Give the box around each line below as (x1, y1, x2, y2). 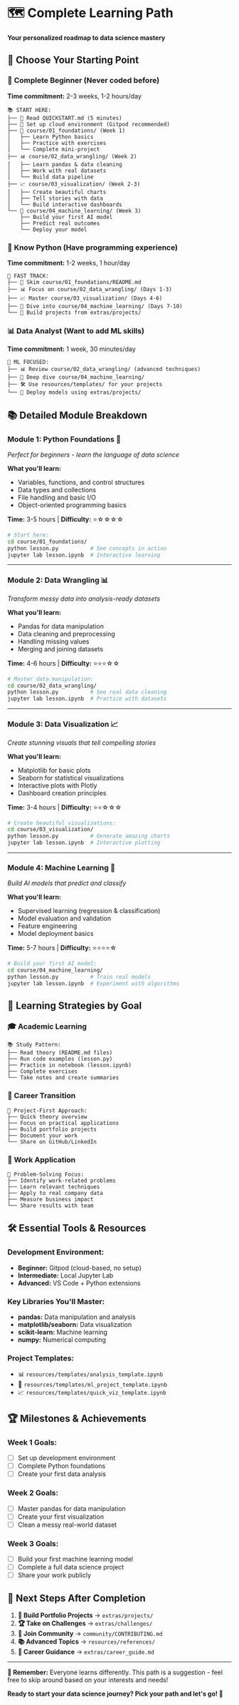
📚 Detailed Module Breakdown (7, 409, 148, 421)
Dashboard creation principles (17, 788, 107, 797)
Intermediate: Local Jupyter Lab (17, 1271, 114, 1280)
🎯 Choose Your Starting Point (7, 54, 139, 66)
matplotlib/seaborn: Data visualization (17, 1320, 132, 1329)
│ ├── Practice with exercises (7, 139, 107, 146)
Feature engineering (17, 922, 78, 930)
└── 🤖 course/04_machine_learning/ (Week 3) (7, 207, 142, 214)
